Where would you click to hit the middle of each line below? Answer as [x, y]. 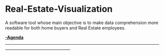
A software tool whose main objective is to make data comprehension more [82, 23]
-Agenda [14, 37]
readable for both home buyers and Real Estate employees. [65, 27]
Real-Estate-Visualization [59, 9]
